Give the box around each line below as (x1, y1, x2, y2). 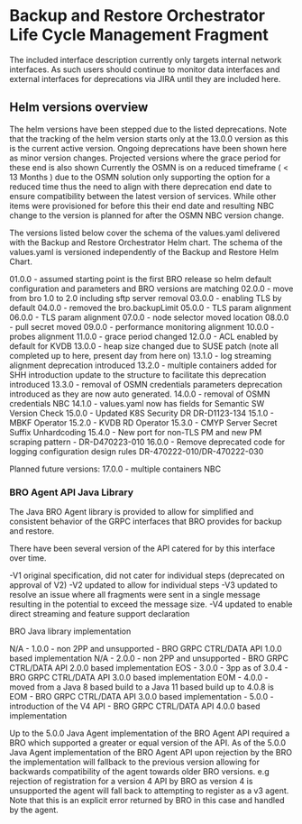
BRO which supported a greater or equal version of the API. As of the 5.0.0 (9, 737, 287, 748)
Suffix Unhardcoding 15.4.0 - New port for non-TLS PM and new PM (9, 426, 262, 437)
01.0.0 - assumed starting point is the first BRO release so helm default (9, 273, 272, 284)
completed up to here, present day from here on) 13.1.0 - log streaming (9, 350, 272, 361)
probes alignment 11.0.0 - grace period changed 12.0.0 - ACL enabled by (9, 331, 279, 342)
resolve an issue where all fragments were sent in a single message (9, 590, 261, 600)
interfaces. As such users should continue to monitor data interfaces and (9, 64, 280, 75)
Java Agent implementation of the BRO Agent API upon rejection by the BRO (9, 747, 293, 758)
